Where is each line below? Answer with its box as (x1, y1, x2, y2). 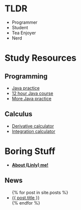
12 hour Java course (11, 90, 53, 96)
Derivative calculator (11, 123, 54, 129)
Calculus (4, 110, 33, 119)
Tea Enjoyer (11, 30, 37, 36)
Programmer (11, 19, 38, 25)
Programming (4, 72, 48, 81)
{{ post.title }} (11, 195, 40, 201)
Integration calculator (11, 128, 55, 134)
